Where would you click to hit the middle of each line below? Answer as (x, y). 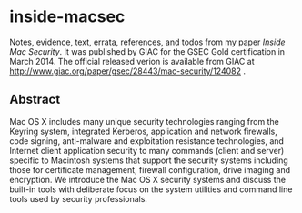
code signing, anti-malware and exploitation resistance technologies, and (147, 141)
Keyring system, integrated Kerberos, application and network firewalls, (143, 131)
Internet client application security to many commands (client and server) (147, 150)
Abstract (35, 100)
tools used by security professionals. (79, 198)
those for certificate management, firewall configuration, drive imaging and (150, 169)
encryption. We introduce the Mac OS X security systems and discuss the (148, 179)
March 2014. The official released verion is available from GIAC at (132, 61)
